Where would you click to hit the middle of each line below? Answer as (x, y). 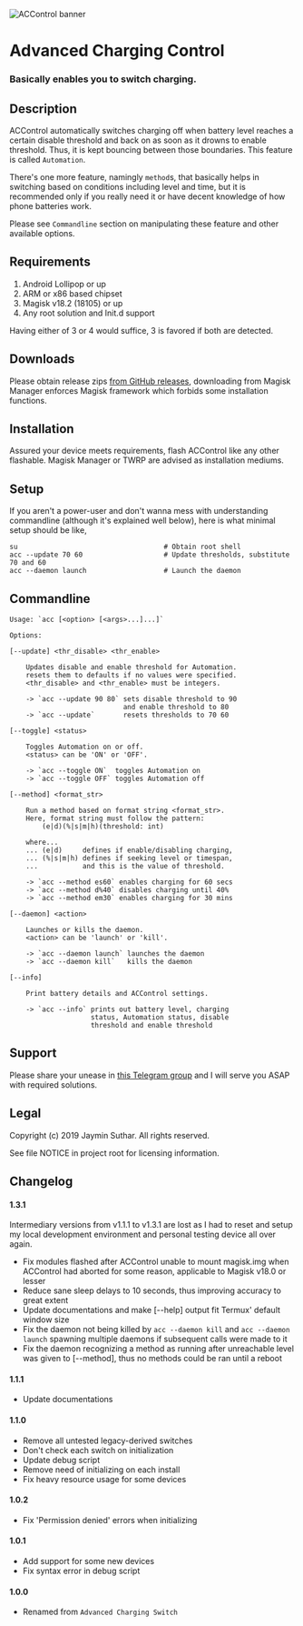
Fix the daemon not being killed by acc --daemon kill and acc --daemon (156, 1330)
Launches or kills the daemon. (85, 929)
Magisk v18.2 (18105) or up (73, 303)
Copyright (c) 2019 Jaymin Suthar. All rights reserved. (110, 1135)
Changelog (41, 1181)
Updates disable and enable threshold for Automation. (132, 667)
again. (21, 1244)
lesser (34, 1281)
